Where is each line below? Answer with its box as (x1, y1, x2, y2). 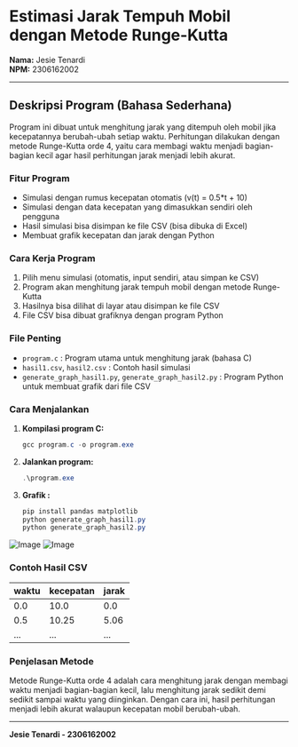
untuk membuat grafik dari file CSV (21, 380, 151, 392)
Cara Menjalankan (9, 402, 90, 415)
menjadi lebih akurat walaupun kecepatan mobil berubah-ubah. (9, 703, 241, 714)
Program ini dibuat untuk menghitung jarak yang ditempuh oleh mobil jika (9, 122, 277, 132)
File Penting (9, 332, 62, 345)
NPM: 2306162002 (9, 64, 80, 75)
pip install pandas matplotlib (21, 506, 138, 516)
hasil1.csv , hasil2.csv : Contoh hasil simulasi (21, 362, 191, 372)
